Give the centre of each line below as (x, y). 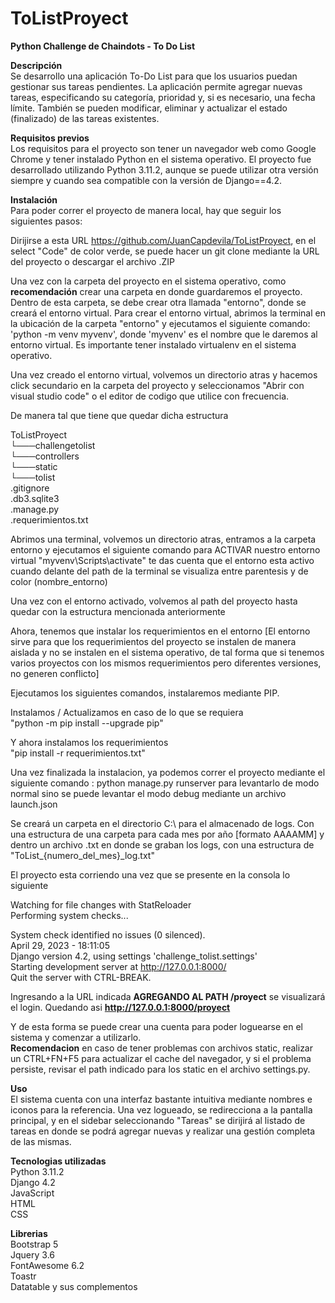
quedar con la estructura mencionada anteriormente (118, 611)
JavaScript (32, 1193)
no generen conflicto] (55, 673)
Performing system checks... (69, 915)
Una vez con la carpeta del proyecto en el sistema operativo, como (148, 281)
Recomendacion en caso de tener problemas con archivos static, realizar (162, 1048)
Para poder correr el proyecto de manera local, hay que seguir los (146, 210)
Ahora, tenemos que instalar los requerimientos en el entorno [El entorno (160, 631)
